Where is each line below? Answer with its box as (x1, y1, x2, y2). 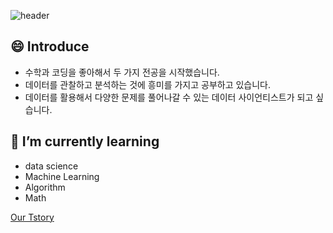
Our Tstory (10, 211, 55, 223)
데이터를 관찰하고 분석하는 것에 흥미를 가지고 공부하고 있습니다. (24, 78, 272, 90)
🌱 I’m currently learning (10, 133, 160, 150)
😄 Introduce (10, 38, 90, 55)
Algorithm (24, 181, 66, 193)
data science (24, 160, 79, 172)
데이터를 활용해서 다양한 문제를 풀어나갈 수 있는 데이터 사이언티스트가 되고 (24, 91, 314, 103)
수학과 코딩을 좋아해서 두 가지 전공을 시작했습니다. (24, 66, 220, 78)
